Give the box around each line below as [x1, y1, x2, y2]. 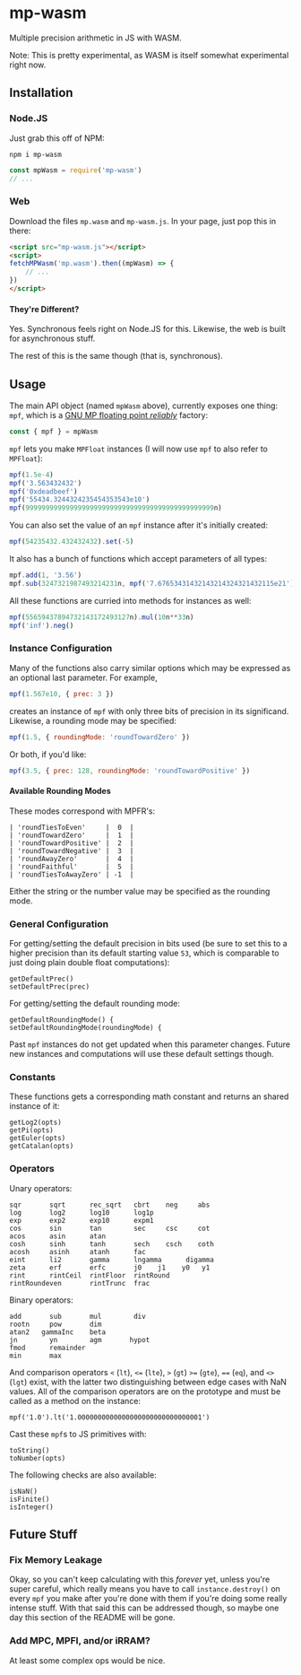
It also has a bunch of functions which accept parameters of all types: [9, 554, 268, 564]
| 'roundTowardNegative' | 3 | [9, 846, 134, 855]
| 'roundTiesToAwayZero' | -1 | [9, 869, 134, 879]
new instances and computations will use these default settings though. [9, 1048, 275, 1059]
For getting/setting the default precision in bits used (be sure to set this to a [9, 938, 288, 948]
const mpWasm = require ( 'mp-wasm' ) [9, 165, 142, 175]
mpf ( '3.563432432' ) [9, 478, 82, 487]
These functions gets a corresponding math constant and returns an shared [9, 1091, 289, 1102]
